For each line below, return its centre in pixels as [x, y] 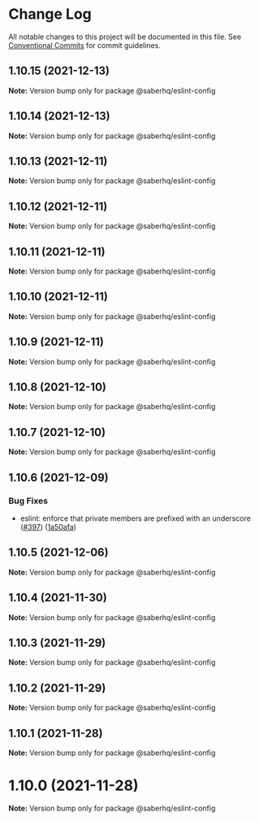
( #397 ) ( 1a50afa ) [48, 526]
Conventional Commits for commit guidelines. [84, 45]
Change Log [50, 14]
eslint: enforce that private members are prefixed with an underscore [136, 518]
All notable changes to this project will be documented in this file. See [125, 37]
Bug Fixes [28, 500]
